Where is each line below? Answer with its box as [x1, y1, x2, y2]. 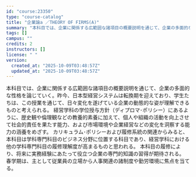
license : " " [6, 52, 38, 58]
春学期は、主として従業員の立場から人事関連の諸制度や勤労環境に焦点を [6, 158, 180, 165]
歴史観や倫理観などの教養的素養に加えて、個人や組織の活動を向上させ [21, 114, 190, 121]
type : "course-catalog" [6, 14, 64, 20]
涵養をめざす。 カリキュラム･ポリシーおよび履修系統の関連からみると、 [16, 129, 188, 136]
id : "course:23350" [6, 8, 54, 15]
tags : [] [6, 30, 27, 36]
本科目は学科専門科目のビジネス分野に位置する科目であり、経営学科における [6, 136, 190, 143]
